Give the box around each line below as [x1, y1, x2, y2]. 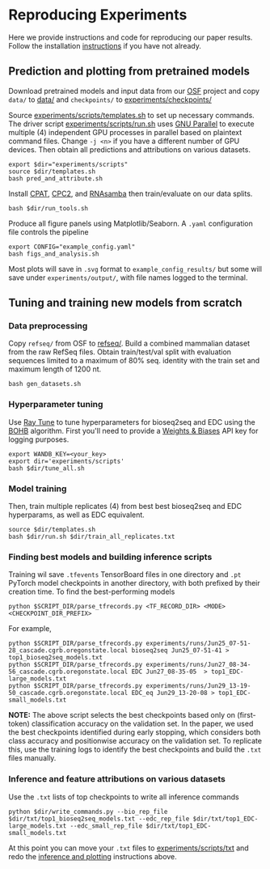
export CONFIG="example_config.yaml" [8, 243, 136, 251]
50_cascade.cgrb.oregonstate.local [8, 689, 129, 697]
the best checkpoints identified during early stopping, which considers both [8, 727, 261, 737]
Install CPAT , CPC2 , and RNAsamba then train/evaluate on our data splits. [8, 189, 253, 198]
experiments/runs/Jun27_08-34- [146, 661, 251, 669]
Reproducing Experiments [8, 6, 188, 24]
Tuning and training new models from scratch [8, 296, 243, 310]
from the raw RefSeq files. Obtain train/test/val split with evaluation [8, 347, 232, 357]
